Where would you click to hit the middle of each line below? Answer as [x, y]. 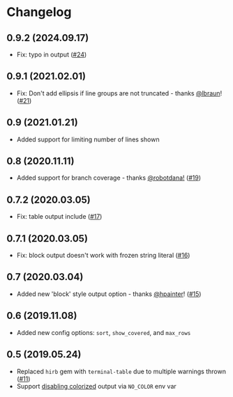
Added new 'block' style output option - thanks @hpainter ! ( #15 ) [109, 294]
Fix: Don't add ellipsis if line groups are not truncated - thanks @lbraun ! [119, 93]
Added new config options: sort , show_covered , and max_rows [104, 332]
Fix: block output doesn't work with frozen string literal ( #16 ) [103, 256]
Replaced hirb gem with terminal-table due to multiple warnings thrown [121, 371]
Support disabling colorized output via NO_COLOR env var [97, 386]
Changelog [39, 12]
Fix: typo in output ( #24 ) [52, 54]
